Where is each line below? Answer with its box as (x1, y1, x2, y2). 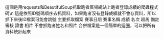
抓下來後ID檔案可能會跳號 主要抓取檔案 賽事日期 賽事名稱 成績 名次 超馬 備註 (5, 17, 160, 22)
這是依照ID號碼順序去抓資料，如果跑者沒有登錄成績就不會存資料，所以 (14, 10, 157, 16)
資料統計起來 (5, 29, 31, 34)
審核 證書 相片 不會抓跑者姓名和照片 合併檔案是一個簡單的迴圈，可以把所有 (5, 22, 156, 28)
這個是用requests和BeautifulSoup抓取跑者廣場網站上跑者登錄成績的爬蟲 (5, 4, 150, 10)
